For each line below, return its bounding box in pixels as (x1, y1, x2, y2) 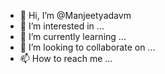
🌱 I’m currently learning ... (19, 31, 127, 42)
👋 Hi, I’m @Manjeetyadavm (19, 10, 132, 21)
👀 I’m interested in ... (19, 20, 105, 32)
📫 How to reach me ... (19, 53, 113, 64)
